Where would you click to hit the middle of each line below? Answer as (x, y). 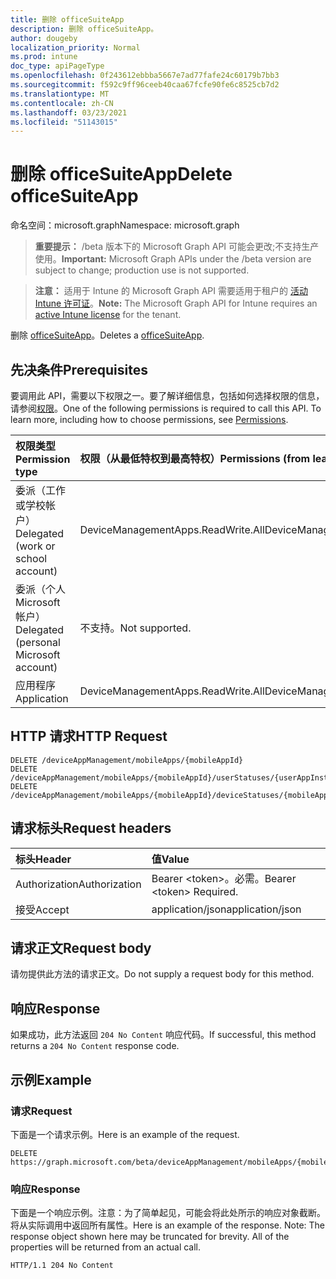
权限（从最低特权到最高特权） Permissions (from (195, 458)
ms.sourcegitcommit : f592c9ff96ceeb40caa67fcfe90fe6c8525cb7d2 (145, 85)
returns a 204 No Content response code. (95, 1046)
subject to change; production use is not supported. (142, 270)
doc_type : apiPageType (57, 66)
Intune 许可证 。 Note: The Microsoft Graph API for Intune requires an (176, 303)
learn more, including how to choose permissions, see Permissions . (149, 419)
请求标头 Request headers (91, 828)
